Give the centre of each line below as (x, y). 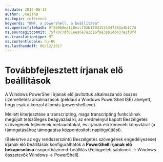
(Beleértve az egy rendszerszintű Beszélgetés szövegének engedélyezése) (81, 139)
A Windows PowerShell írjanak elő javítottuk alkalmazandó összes (71, 94)
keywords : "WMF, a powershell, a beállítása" (52, 23)
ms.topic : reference (26, 19)
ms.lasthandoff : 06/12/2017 (34, 46)
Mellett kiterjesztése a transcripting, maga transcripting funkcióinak (73, 114)
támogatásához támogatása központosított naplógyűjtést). (64, 130)
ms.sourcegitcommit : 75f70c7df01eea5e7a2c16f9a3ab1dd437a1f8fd (71, 32)
